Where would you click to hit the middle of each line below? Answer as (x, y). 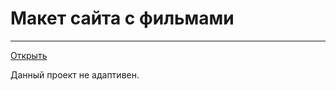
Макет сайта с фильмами (122, 18)
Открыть (29, 55)
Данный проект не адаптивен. (75, 74)
